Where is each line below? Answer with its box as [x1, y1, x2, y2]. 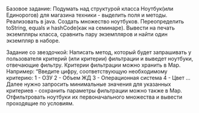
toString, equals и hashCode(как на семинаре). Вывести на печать [6, 24, 175, 31]
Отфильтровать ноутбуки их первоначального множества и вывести [6, 93, 183, 100]
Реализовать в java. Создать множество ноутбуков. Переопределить [6, 18, 184, 25]
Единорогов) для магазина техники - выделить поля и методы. [6, 11, 168, 19]
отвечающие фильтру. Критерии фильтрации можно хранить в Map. [6, 61, 181, 69]
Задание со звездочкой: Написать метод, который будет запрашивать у [6, 49, 192, 56]
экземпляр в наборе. [6, 37, 61, 44]
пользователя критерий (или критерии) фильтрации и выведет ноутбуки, [6, 55, 194, 62]
